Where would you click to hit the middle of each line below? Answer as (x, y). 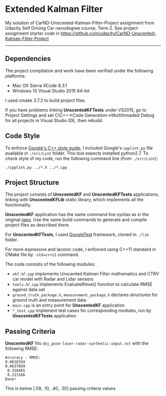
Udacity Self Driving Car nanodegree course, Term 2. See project (72, 28)
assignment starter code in (33, 33)
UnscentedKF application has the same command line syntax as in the (77, 215)
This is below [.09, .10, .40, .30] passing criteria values (61, 389)
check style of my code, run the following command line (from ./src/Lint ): (82, 158)
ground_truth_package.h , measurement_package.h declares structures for (85, 295)
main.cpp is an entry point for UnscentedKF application (68, 306)
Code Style (22, 136)
